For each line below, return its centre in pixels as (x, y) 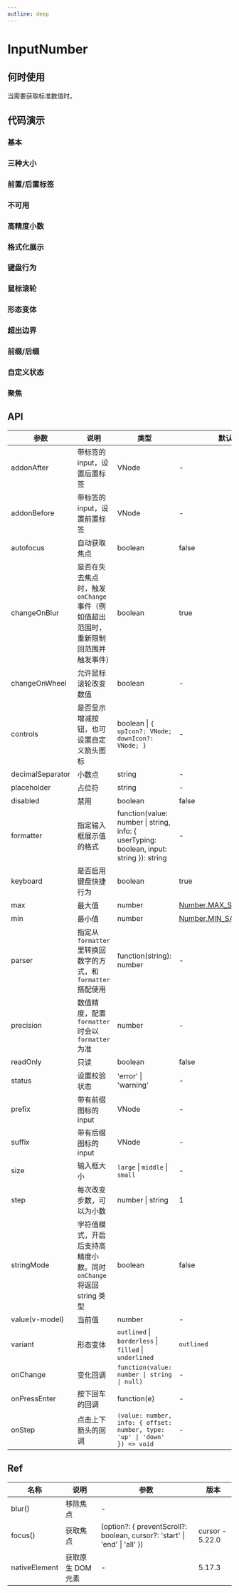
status (21, 1081)
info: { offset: (144, 1422)
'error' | (129, 1076)
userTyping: (137, 840)
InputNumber (48, 49)
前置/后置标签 (31, 184)
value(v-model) (38, 1319)
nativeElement (35, 1567)
